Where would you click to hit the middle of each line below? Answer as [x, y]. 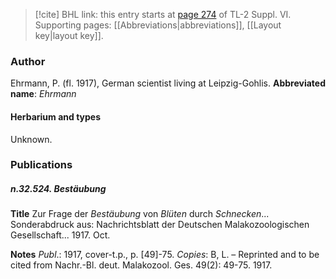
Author [28, 61]
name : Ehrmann [43, 94]
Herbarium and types [56, 116]
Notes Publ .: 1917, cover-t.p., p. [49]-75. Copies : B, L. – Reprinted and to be [165, 255]
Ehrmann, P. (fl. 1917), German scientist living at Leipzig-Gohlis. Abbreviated [168, 83]
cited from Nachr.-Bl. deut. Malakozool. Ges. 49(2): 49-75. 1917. [141, 265]
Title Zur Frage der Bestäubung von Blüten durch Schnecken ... [140, 214]
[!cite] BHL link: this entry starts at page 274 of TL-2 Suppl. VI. [163, 14]
